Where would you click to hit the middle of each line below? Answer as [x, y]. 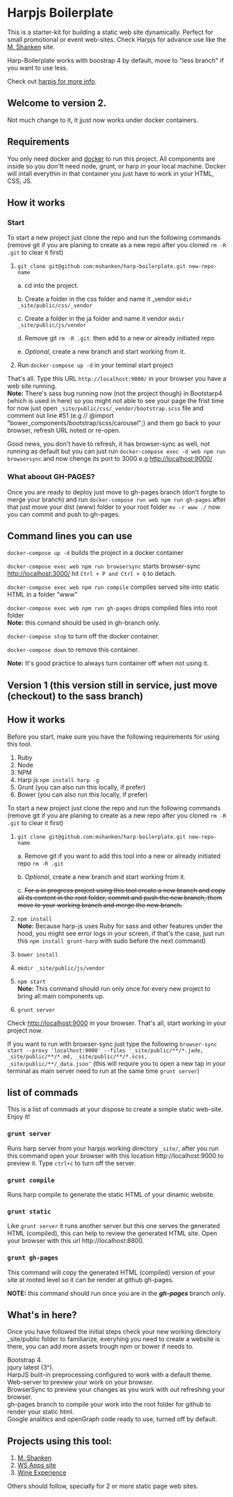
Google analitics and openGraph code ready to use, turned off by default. [112, 1419]
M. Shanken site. [31, 47]
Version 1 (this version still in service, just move [112, 685]
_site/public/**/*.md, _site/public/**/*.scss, [78, 1056]
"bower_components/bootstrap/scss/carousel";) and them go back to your [114, 423]
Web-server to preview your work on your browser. [81, 1382]
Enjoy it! [19, 1117]
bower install [38, 955]
